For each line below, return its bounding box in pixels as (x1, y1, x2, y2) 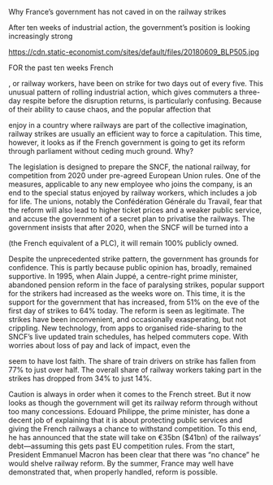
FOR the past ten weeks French (8, 63, 114, 72)
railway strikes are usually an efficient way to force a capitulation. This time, (8, 129, 262, 138)
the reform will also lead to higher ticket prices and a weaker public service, (8, 205, 262, 215)
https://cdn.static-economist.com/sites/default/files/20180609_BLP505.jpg (8, 47, 260, 56)
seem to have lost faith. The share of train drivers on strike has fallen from (8, 356, 256, 365)
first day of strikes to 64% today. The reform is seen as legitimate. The (8, 306, 245, 316)
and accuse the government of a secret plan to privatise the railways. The (8, 214, 256, 223)
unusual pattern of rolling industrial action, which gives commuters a (8, 87, 238, 97)
